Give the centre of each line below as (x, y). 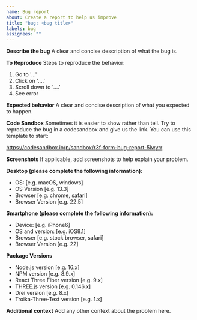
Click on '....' (30, 81)
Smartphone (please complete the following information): (80, 213)
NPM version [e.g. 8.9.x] (45, 274)
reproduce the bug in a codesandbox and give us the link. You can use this (98, 130)
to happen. (20, 112)
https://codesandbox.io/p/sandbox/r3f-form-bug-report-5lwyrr (84, 148)
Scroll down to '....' (38, 87)
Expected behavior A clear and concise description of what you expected (98, 105)
